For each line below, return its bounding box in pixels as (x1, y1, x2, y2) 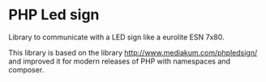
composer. (8, 64, 45, 74)
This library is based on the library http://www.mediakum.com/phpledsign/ (8, 47, 258, 57)
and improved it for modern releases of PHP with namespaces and (8, 56, 231, 66)
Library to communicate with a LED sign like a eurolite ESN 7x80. (8, 32, 225, 42)
